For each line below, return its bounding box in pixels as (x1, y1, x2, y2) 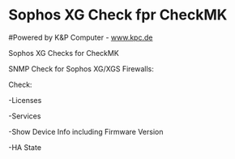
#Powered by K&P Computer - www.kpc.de (8, 32, 153, 42)
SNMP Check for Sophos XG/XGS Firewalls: (8, 63, 154, 74)
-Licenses (8, 95, 42, 105)
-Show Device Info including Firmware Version (8, 127, 164, 136)
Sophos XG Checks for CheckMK (8, 48, 119, 58)
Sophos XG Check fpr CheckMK (8, 6, 228, 24)
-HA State (8, 142, 42, 152)
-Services (8, 111, 41, 121)
